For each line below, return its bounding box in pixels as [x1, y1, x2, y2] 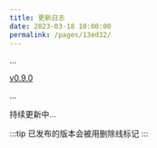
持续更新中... [9, 109, 57, 120]
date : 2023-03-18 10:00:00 [9, 22, 112, 31]
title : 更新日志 [9, 13, 65, 23]
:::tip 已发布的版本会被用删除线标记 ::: [9, 128, 149, 139]
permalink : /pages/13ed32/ [9, 30, 112, 39]
